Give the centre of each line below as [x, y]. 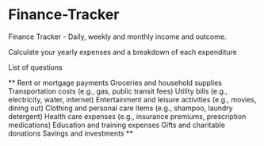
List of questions [36, 67]
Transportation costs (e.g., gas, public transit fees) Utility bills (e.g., [118, 91]
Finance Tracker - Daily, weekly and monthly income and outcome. [117, 36]
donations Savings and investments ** [71, 133]
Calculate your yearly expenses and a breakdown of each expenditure [123, 52]
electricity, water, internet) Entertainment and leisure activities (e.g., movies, [132, 99]
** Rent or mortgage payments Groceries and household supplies [115, 83]
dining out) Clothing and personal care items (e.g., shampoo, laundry [121, 108]
